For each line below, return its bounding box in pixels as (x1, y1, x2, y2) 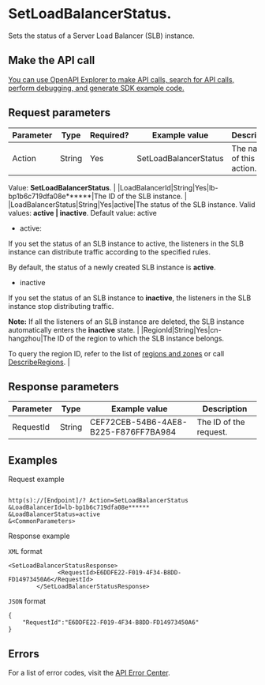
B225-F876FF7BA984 (89, 427, 177, 438)
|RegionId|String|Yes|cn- (140, 325, 222, 334)
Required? (89, 130, 129, 141)
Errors (8, 647, 39, 661)
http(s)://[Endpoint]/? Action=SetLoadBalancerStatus (8, 497, 189, 505)
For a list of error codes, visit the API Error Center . (8, 668, 171, 677)
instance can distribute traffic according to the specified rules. (8, 247, 211, 257)
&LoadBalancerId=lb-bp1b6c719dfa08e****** (8, 503, 150, 512)
